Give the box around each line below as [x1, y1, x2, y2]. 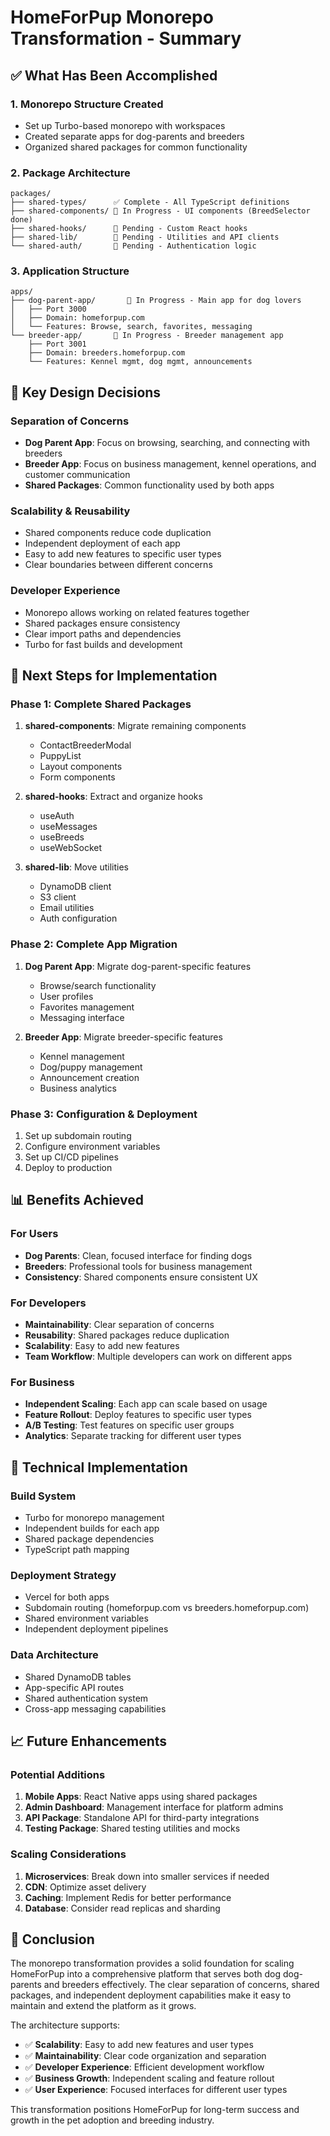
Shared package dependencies [24, 1533, 155, 1545]
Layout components [39, 761, 123, 773]
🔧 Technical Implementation [10, 1459, 188, 1476]
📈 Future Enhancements [10, 1732, 168, 1750]
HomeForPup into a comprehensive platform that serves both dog [10, 1968, 281, 1980]
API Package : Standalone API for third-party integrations [24, 1812, 260, 1824]
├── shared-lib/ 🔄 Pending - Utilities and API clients [10, 232, 280, 243]
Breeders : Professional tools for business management [24, 1260, 253, 1272]
